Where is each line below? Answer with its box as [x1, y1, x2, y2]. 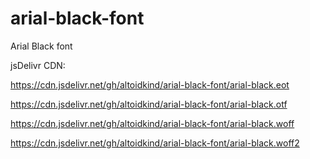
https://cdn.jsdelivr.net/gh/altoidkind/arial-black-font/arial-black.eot [10, 78, 290, 91]
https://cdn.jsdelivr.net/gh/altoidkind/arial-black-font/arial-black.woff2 [10, 137, 300, 149]
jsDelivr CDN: [10, 59, 66, 71]
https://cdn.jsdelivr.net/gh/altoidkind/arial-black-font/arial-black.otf [10, 98, 288, 110]
